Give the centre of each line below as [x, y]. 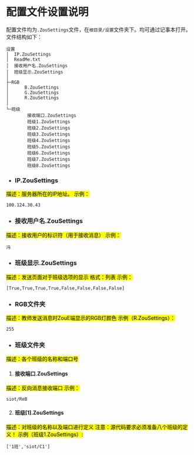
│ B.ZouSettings [33, 87]
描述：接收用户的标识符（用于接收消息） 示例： [63, 235]
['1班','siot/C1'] [28, 446]
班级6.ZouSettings [49, 153]
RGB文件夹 [30, 304]
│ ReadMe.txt [24, 60]
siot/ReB [17, 399]
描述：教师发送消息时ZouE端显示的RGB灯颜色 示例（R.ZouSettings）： [91, 318]
